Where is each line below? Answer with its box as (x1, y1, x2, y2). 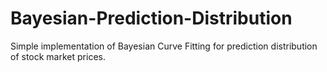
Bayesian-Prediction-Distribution (10, 7, 293, 30)
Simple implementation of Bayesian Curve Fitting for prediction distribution (10, 40, 318, 52)
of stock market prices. (10, 50, 106, 62)
